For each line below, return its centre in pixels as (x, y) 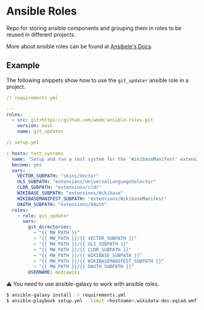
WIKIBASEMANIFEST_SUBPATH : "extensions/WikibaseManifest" (92, 199)
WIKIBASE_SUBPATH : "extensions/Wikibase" (70, 193)
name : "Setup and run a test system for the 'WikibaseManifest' (95, 159)
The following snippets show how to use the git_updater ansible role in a (97, 80)
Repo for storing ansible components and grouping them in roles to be (94, 28)
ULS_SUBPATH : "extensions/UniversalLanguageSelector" (87, 182)
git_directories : (50, 227)
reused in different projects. (41, 34)
